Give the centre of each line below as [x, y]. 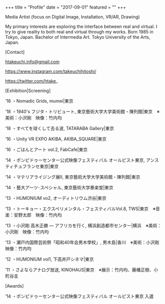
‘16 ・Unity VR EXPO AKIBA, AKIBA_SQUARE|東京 [56, 139]
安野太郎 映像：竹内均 [38, 215]
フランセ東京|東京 [40, 166]
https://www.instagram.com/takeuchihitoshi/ [51, 71]
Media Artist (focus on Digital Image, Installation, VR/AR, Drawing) [73, 17]
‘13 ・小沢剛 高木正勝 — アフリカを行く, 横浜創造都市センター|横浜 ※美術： [83, 226]
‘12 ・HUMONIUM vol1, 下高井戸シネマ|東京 [50, 259]
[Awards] [14, 286]
